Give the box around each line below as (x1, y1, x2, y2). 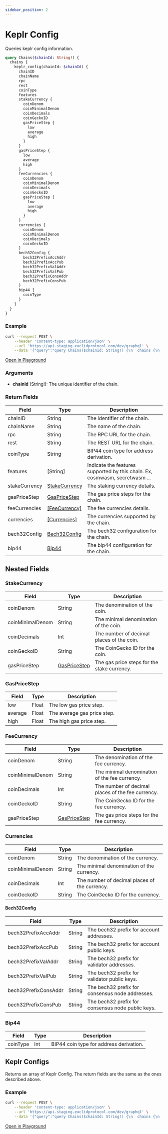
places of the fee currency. (94, 789, 158, 796)
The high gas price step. (48, 717, 106, 724)
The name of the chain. (87, 423, 141, 430)
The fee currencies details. (87, 505, 150, 512)
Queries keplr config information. (5, 46, 73, 52)
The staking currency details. (87, 482, 156, 489)
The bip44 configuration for (87, 541, 152, 548)
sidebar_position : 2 (5, 7, 48, 13)
